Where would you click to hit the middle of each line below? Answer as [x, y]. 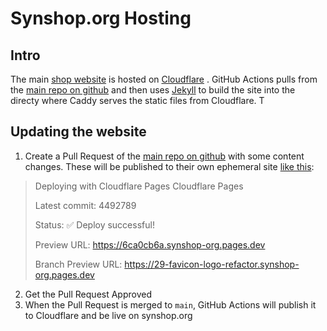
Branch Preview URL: [78, 264]
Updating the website [78, 132]
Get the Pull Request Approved [88, 294]
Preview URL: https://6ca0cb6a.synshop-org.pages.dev [150, 244]
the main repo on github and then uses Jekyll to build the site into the [153, 90]
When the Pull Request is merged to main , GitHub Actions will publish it [170, 304]
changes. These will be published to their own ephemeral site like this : [169, 166]
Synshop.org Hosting [101, 18]
